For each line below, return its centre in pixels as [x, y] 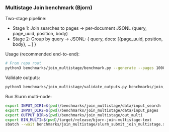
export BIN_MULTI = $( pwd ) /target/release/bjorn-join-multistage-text [78, 120]
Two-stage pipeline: [26, 19]
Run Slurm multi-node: [28, 96]
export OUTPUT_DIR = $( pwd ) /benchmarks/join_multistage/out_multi [74, 115]
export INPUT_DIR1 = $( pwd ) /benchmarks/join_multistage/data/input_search [83, 106]
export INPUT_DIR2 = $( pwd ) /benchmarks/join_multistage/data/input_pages [82, 110]
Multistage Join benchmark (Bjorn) [49, 8]
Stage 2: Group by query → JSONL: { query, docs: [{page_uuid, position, [88, 39]
